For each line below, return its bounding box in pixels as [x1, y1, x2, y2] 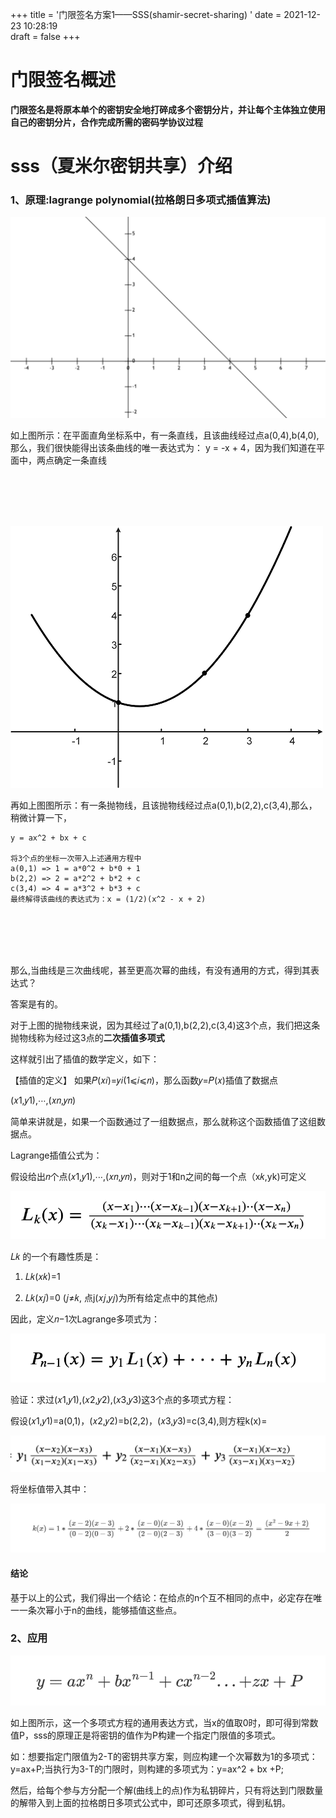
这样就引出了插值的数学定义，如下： [10, 1053, 160, 1065]
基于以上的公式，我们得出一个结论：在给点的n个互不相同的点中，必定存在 [10, 1591, 314, 1603]
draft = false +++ [10, 31, 81, 42]
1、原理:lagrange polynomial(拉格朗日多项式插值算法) [10, 193, 272, 207]
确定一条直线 [53, 454, 107, 466]
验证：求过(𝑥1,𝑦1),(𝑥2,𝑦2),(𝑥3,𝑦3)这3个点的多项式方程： [10, 1393, 235, 1405]
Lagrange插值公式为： [10, 1149, 103, 1161]
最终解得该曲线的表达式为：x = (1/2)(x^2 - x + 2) [10, 894, 207, 904]
